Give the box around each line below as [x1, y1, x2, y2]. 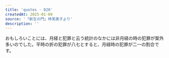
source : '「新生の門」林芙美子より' [5, 16, 73, 21]
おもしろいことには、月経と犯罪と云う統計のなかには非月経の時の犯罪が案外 [5, 35, 164, 41]
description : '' [5, 21, 39, 26]
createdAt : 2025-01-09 [5, 12, 53, 17]
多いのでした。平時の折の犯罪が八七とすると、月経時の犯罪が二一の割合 [5, 42, 155, 48]
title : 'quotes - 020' [5, 7, 53, 12]
